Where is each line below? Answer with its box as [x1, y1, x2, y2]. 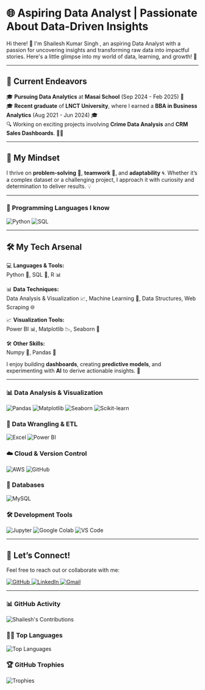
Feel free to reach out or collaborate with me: [6, 566, 120, 574]
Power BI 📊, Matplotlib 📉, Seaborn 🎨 [6, 325, 100, 332]
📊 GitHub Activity [6, 599, 61, 608]
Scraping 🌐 [6, 303, 35, 310]
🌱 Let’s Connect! [6, 550, 71, 560]
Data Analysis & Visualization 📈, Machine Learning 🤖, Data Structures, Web [6, 294, 196, 302]
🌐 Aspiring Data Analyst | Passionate [6, 6, 198, 20]
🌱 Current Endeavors [6, 77, 87, 87]
